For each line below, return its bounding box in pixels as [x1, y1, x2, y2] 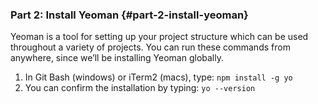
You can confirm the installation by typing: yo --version [24, 82, 256, 94]
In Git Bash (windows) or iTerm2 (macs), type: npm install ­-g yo [24, 71, 293, 83]
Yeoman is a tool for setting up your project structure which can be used [10, 31, 309, 43]
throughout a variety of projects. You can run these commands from [10, 41, 291, 53]
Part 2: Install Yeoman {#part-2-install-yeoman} [10, 8, 249, 22]
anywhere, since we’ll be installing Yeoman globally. [10, 52, 225, 64]
